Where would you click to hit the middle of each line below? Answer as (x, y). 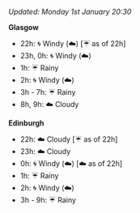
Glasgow (23, 27)
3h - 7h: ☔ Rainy (48, 92)
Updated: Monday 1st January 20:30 (70, 12)
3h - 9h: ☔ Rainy (48, 200)
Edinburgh (26, 123)
